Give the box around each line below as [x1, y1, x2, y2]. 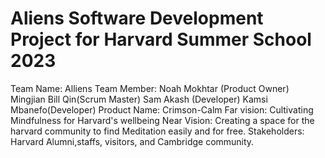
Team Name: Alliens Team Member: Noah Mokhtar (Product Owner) [10, 82, 290, 94]
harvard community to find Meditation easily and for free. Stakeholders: [10, 125, 305, 137]
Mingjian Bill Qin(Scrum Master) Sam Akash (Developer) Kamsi [10, 93, 268, 105]
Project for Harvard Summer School [10, 28, 312, 51]
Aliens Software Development [10, 7, 264, 30]
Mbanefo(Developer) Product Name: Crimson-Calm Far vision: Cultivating [10, 103, 314, 116]
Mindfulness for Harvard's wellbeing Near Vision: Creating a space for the [10, 114, 315, 126]
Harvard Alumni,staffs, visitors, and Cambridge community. [10, 135, 255, 147]
